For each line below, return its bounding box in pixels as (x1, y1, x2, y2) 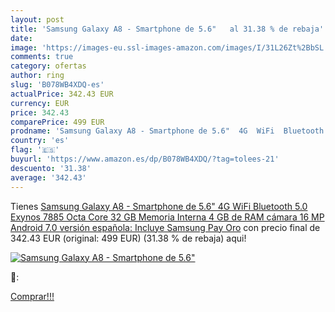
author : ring (10, 71, 65, 81)
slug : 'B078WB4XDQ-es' (10, 80, 105, 90)
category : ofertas (10, 61, 87, 71)
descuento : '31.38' (10, 163, 92, 173)
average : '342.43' (10, 172, 87, 183)
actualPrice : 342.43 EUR (10, 89, 114, 99)
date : (10, 33, 33, 43)
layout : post (10, 14, 65, 25)
